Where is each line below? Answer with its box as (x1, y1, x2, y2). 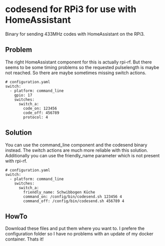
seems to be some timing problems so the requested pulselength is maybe (5, 64, 159, 70)
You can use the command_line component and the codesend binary (5, 142, 147, 148)
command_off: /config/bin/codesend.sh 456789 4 (23, 198, 124, 204)
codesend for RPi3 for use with (5, 4, 136, 15)
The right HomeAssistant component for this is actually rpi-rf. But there (5, 59, 152, 65)
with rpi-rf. (5, 158, 28, 164)
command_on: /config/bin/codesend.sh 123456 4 (23, 194, 122, 199)
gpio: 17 (14, 92, 33, 98)
